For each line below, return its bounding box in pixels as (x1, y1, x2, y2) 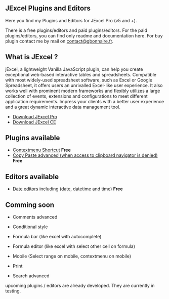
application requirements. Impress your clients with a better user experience (5, 98, 164, 104)
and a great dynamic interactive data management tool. (5, 104, 120, 110)
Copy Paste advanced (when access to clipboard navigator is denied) (12, 152, 158, 158)
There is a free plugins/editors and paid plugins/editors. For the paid (5, 27, 148, 33)
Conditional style (12, 224, 48, 230)
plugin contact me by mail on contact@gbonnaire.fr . (5, 38, 114, 44)
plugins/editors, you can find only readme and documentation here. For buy (5, 32, 163, 38)
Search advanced (12, 273, 50, 279)
